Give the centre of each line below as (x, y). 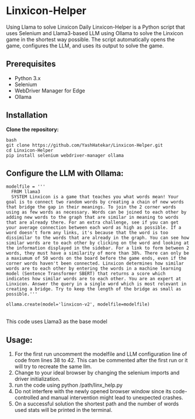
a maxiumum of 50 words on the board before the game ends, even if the (96, 259)
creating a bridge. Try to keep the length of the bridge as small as (94, 289)
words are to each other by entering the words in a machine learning (94, 269)
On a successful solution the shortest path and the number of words (97, 404)
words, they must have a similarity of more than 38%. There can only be (98, 253)
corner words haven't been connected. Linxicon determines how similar (95, 264)
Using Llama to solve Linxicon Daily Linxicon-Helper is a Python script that (95, 27)
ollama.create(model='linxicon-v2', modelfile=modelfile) (78, 305)
